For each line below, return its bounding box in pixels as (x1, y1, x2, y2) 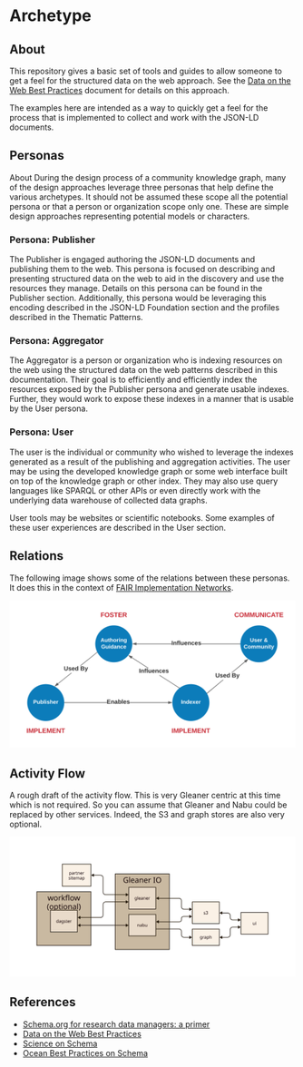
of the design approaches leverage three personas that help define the (9, 181, 274, 192)
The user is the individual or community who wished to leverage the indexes (9, 446, 294, 457)
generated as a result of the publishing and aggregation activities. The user (9, 455, 290, 467)
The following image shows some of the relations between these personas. (9, 573, 290, 583)
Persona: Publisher (9, 233, 95, 246)
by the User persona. (9, 403, 89, 414)
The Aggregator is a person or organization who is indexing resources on (9, 355, 283, 366)
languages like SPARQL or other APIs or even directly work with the (9, 485, 261, 495)
